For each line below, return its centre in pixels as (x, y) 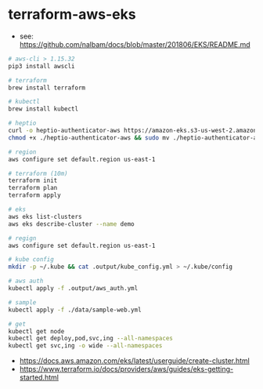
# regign (22, 238)
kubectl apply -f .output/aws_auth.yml (73, 289)
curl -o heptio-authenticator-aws (65, 131)
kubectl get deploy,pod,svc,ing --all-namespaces (91, 339)
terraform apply (34, 195)
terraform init (33, 181)
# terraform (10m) (38, 173)
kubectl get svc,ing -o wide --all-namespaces (85, 346)
